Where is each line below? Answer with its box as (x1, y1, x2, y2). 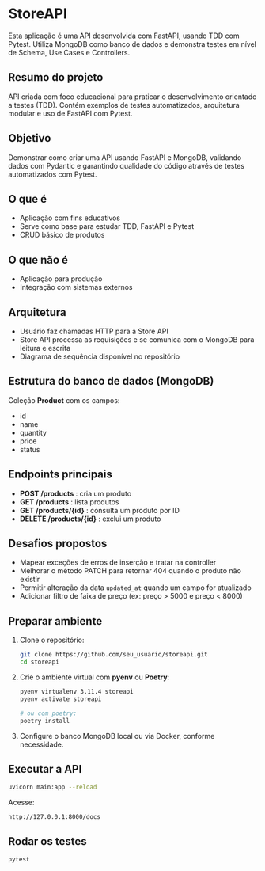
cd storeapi (19, 658, 59, 666)
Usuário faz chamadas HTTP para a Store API (19, 326, 168, 336)
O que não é (8, 253, 69, 266)
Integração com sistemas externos (19, 283, 133, 292)
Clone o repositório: (19, 635, 85, 645)
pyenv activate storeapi (19, 694, 102, 703)
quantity (19, 428, 47, 437)
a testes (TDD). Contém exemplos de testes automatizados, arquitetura (8, 100, 240, 109)
